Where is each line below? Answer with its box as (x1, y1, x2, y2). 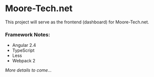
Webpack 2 (12, 58, 36, 64)
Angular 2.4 (12, 42, 36, 48)
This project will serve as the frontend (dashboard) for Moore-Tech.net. (5, 19, 150, 25)
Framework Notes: (5, 31, 51, 38)
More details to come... (5, 67, 52, 73)
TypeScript (12, 47, 35, 54)
